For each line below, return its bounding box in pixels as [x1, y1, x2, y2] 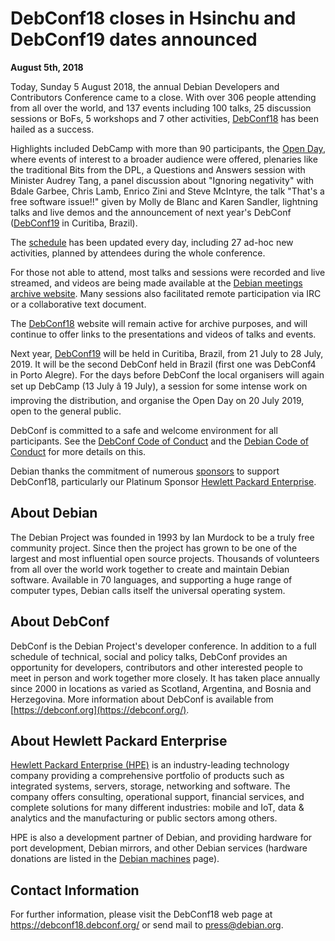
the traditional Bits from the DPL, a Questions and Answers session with [10, 163, 306, 176]
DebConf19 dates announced [10, 28, 258, 51]
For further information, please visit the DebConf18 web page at [10, 908, 273, 921]
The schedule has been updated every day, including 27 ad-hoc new [10, 236, 294, 248]
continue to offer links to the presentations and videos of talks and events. [10, 328, 317, 340]
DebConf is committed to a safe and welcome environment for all [10, 424, 278, 436]
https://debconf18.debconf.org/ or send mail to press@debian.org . [10, 919, 284, 931]
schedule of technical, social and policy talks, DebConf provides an [10, 650, 288, 662]
